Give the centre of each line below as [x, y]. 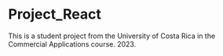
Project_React [55, 14]
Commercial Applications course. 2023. [72, 44]
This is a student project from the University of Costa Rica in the [112, 36]
